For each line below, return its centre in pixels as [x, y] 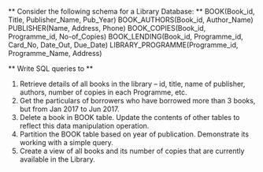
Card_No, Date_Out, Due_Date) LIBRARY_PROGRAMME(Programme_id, [123, 45]
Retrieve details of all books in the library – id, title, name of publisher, [132, 84]
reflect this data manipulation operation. [84, 126]
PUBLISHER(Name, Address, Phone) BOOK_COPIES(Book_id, [107, 28]
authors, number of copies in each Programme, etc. [103, 92]
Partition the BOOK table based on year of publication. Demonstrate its [134, 134]
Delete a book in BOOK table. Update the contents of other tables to [130, 117]
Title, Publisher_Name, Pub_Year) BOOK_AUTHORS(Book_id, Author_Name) [131, 20]
